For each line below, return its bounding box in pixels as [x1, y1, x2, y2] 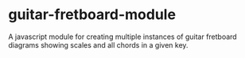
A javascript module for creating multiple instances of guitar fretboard [8, 32, 237, 41]
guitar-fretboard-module [8, 6, 177, 24]
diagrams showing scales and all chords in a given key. [8, 40, 189, 49]
